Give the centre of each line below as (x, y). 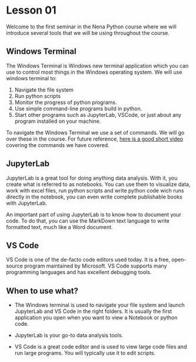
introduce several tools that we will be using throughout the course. (88, 32)
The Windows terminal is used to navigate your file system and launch (100, 305)
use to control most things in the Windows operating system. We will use (94, 72)
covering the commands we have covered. (58, 145)
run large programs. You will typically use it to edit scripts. (85, 353)
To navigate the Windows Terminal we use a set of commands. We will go (95, 132)
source (15, 266)
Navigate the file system (44, 90)
